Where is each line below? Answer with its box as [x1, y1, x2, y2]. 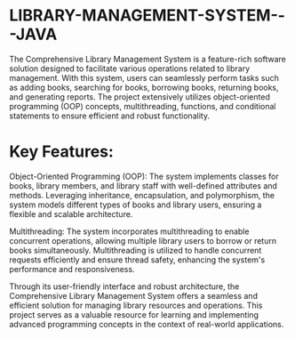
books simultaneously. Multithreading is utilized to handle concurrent [9, 245, 262, 255]
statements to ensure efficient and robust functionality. [9, 110, 211, 121]
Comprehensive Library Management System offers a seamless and [9, 290, 258, 301]
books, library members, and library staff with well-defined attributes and [9, 180, 278, 191]
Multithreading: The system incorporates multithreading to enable [9, 226, 250, 237]
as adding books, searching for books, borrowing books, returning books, [9, 82, 279, 93]
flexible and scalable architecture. [9, 208, 133, 219]
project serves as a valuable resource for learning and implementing [9, 309, 259, 320]
